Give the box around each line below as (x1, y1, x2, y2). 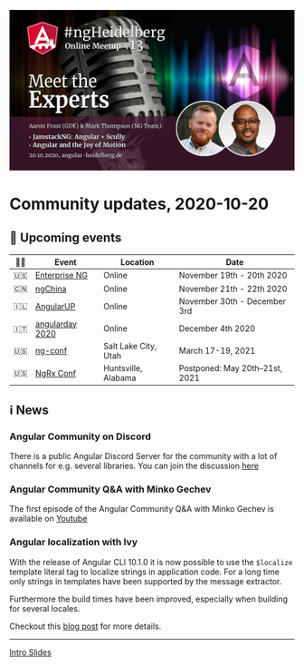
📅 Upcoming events (9, 230, 122, 245)
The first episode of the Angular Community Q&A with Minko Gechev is (9, 504, 274, 514)
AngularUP (34, 300, 76, 311)
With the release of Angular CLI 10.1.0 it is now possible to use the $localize (9, 556, 293, 567)
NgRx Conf (34, 367, 77, 378)
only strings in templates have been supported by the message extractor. (9, 575, 282, 586)
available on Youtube (9, 514, 88, 524)
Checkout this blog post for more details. (9, 621, 162, 632)
